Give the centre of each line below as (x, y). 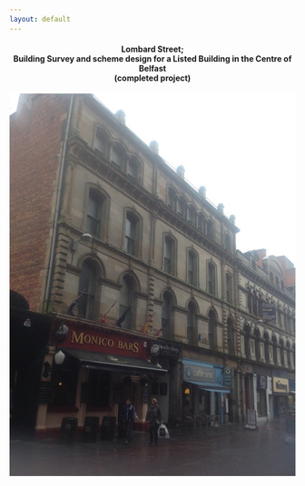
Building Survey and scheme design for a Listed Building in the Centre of (152, 59)
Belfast (152, 69)
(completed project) (152, 78)
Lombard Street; (152, 49)
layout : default (40, 19)
